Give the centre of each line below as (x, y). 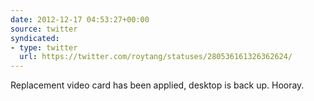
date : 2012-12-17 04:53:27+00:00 (80, 19)
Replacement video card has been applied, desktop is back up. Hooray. (157, 85)
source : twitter (44, 29)
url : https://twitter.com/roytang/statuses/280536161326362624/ (156, 57)
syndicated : (35, 38)
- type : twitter (44, 47)
